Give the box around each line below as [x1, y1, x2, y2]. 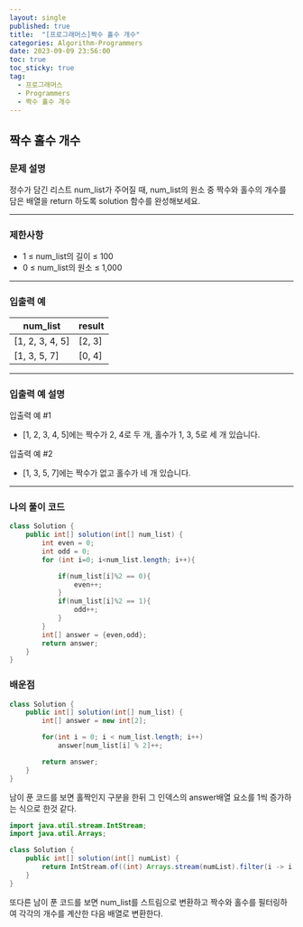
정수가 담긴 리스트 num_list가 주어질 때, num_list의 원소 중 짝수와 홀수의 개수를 [9, 184, 287, 195]
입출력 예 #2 [9, 448, 53, 459]
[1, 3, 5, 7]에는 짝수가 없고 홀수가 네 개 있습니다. [22, 467, 191, 478]
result [78, 320, 105, 332]
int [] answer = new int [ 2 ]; [41, 717, 147, 726]
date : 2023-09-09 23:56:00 [9, 47, 111, 56]
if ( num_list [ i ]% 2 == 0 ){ [57, 571, 151, 580]
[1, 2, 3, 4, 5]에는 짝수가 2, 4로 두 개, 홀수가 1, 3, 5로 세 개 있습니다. [22, 429, 261, 440]
